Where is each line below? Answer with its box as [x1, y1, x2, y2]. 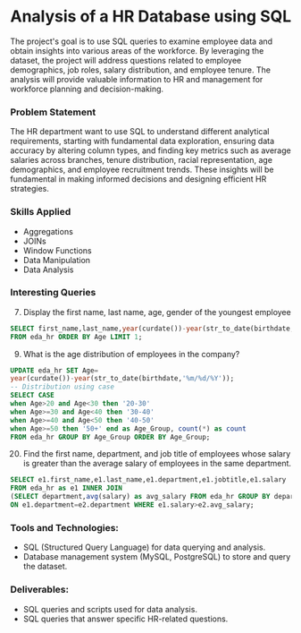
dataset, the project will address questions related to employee [10, 55, 242, 65]
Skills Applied [10, 206, 71, 218]
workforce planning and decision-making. [10, 83, 164, 94]
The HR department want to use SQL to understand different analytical [10, 126, 270, 137]
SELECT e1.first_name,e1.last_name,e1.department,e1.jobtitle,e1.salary [10, 475, 287, 484]
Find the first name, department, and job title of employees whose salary [22, 449, 291, 459]
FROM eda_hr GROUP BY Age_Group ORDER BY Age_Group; [10, 432, 211, 441]
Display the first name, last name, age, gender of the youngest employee [22, 306, 291, 317]
